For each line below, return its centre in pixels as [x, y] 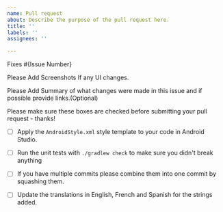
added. [27, 202]
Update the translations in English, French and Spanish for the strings [115, 195]
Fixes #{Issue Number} [40, 64]
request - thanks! [31, 119]
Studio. [27, 140]
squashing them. [41, 181]
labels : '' [23, 32]
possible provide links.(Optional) [53, 98]
